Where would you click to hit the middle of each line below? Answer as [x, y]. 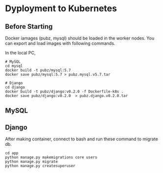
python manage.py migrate [31, 162]
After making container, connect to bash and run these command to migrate [81, 139]
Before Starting [29, 27]
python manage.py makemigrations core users [51, 157]
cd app [12, 153]
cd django [15, 87]
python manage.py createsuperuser [40, 166]
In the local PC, [20, 53]
